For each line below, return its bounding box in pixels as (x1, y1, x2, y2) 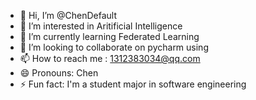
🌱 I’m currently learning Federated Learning (19, 31, 200, 42)
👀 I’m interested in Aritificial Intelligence (19, 20, 183, 32)
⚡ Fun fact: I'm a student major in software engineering (19, 78, 247, 90)
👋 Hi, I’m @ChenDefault (19, 10, 118, 21)
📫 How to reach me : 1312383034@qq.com (19, 53, 201, 64)
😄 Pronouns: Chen (19, 67, 99, 79)
